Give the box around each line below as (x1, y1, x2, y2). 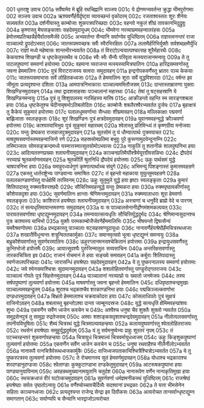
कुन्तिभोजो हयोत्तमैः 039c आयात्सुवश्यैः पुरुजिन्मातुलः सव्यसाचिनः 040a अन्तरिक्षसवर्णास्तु (6, 245, 175, 252)
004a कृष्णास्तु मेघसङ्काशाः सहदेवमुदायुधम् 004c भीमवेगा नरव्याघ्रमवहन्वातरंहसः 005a (6, 26, 176, 33)
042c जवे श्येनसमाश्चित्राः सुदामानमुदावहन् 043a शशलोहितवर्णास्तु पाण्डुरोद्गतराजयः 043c (6, 265, 182, 273)
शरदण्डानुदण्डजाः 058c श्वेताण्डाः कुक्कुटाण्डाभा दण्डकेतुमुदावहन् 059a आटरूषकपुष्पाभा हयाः (6, 361, 183, 368)
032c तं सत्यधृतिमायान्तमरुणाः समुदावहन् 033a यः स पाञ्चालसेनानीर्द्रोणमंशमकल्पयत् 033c (6, 204, 182, 211)
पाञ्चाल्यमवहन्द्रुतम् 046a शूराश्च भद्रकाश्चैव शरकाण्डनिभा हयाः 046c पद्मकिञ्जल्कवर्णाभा (6, 286, 175, 293)
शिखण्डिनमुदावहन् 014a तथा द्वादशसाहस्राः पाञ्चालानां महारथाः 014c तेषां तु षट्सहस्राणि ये (6, 88, 177, 95)
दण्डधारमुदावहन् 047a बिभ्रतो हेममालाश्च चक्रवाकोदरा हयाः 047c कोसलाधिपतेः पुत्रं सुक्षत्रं (6, 293, 176, 300)
